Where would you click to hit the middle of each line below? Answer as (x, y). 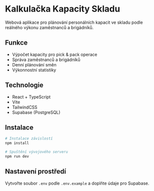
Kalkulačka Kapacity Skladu (62, 9)
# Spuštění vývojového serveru (37, 152)
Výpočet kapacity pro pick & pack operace (55, 54)
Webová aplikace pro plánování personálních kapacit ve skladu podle (74, 22)
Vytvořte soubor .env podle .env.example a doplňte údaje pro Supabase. (77, 183)
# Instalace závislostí (29, 139)
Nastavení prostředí (36, 171)
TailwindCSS (25, 107)
